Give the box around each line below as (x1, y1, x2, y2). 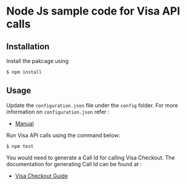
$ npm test (6, 143, 34, 149)
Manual (15, 119, 35, 127)
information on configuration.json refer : (6, 108, 110, 115)
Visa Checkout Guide (15, 172, 68, 180)
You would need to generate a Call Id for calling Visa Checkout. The (6, 153, 175, 161)
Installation (6, 41, 50, 52)
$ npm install (6, 69, 42, 75)
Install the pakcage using (6, 58, 69, 64)
